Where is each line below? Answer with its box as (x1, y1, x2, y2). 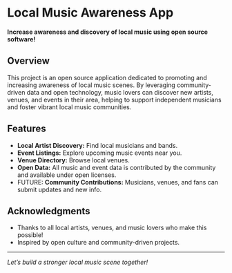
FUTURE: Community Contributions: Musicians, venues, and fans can (17, 178, 219, 186)
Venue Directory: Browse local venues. (17, 156, 130, 164)
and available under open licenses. (17, 171, 117, 179)
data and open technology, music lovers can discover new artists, (26, 88, 214, 96)
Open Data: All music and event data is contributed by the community (17, 163, 216, 171)
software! (7, 35, 36, 43)
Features (7, 123, 46, 135)
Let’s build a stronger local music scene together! (7, 258, 148, 267)
